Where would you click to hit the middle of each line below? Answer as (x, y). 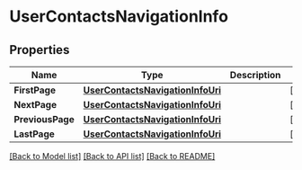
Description (255, 75)
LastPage (35, 134)
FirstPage (35, 90)
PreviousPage (44, 119)
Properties (40, 50)
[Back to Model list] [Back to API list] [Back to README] (112, 156)
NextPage (35, 105)
